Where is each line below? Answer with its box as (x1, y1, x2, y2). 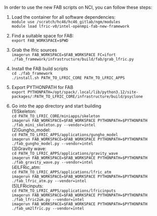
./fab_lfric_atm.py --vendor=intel (11, 179, 87, 184)
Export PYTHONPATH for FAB (11, 84, 74, 90)
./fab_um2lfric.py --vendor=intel (11, 206, 84, 211)
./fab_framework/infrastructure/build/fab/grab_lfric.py (11, 57, 134, 62)
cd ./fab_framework (11, 71, 53, 76)
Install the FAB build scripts (11, 66, 68, 71)
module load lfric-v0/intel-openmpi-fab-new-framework (11, 24, 130, 29)
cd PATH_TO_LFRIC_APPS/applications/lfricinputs (11, 188, 116, 193)
